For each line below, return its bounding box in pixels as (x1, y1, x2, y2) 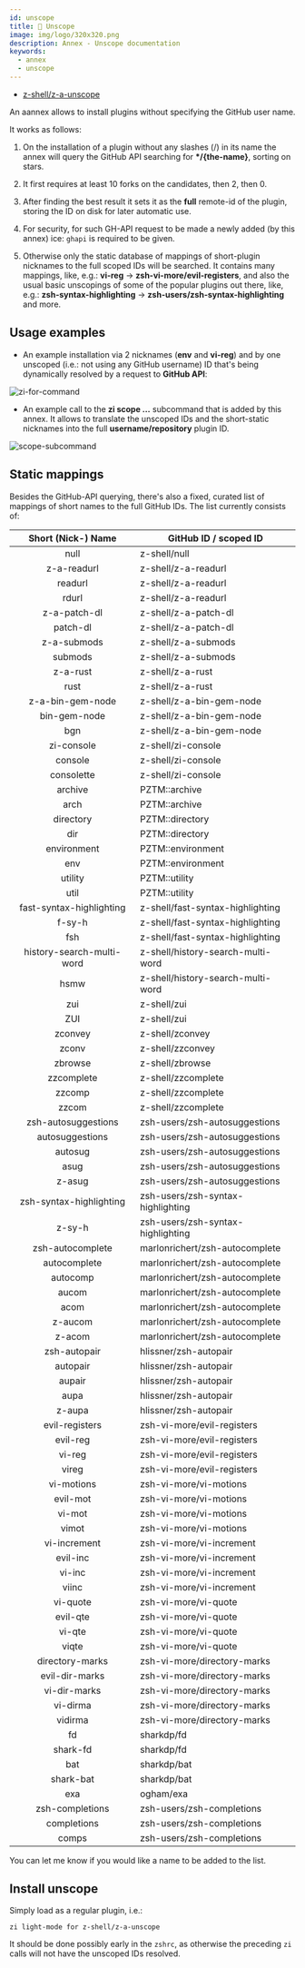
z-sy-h (55, 1221, 89, 1234)
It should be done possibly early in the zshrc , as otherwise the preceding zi (9, 1939, 292, 1950)
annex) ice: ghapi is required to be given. (22, 232, 175, 243)
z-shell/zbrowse (140, 1057, 212, 1069)
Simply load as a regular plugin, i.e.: (9, 1905, 143, 1916)
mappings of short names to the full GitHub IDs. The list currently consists (9, 500, 286, 511)
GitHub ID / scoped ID (167, 532, 263, 545)
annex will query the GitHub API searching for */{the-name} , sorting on (22, 151, 291, 162)
